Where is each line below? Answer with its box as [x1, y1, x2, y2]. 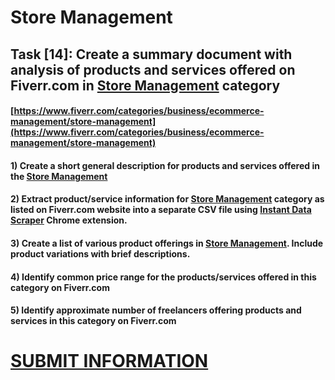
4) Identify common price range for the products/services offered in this [10, 271, 317, 283]
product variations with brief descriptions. [10, 247, 191, 260]
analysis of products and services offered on [10, 61, 296, 78]
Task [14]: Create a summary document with [10, 46, 293, 63]
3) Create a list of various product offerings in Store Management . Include [10, 237, 324, 249]
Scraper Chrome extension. [10, 214, 128, 226]
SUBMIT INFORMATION [10, 350, 209, 373]
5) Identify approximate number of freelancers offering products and [10, 304, 302, 316]
